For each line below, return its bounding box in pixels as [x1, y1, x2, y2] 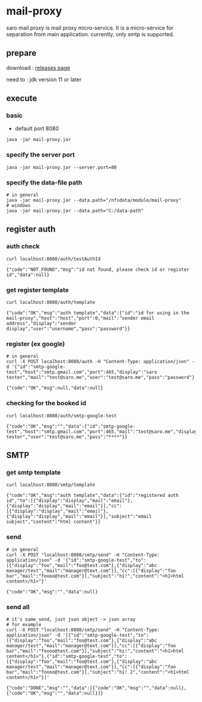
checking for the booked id [6, 399, 87, 408]
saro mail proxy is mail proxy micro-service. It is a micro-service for [6, 24, 174, 31]
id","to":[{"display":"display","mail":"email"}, [6, 498, 133, 504]
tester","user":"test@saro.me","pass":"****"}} [6, 434, 128, 440]
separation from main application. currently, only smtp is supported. [6, 30, 174, 37]
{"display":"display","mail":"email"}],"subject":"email [6, 514, 152, 520]
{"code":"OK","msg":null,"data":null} [6, 385, 103, 391]
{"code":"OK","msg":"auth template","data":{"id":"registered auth [6, 493, 179, 499]
